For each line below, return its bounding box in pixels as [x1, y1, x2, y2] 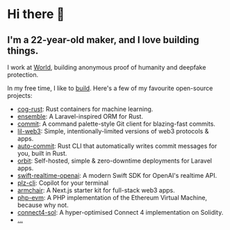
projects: [7, 92, 33, 99]
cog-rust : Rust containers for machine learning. [17, 105, 154, 113]
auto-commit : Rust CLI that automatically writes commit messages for [17, 142, 217, 150]
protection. [7, 71, 39, 79]
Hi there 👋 [7, 6, 65, 22]
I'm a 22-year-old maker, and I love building [7, 34, 199, 46]
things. [7, 44, 39, 56]
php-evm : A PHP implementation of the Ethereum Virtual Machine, [17, 194, 207, 202]
